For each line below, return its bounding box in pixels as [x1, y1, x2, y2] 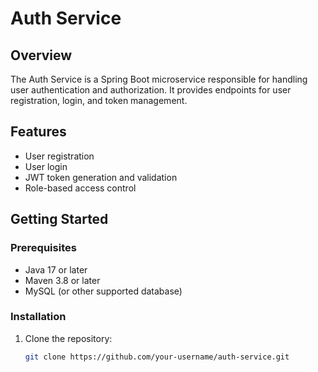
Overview [10, 47, 73, 64]
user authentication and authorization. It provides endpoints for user [10, 84, 292, 96]
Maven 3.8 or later [24, 274, 101, 286]
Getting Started [10, 211, 109, 228]
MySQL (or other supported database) [24, 285, 183, 297]
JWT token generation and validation [24, 171, 178, 183]
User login [24, 160, 68, 172]
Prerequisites [10, 241, 77, 255]
